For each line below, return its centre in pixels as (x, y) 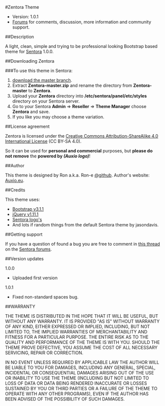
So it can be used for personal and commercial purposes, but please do (79, 151)
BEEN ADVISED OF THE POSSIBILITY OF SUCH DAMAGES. (65, 399)
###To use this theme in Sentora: (39, 71)
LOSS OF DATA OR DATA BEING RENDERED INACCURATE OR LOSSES (76, 383)
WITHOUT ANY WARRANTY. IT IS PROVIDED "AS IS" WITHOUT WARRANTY (82, 321)
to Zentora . (40, 91)
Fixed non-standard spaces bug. (45, 297)
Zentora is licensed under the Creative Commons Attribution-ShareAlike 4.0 (82, 136)
